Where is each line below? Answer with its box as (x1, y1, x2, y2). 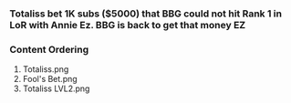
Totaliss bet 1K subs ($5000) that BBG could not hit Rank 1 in (9, 7, 283, 20)
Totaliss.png (22, 64, 69, 75)
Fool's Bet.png (22, 74, 78, 85)
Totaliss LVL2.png (22, 83, 90, 94)
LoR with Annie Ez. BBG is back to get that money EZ (9, 18, 246, 31)
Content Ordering (9, 43, 89, 56)
